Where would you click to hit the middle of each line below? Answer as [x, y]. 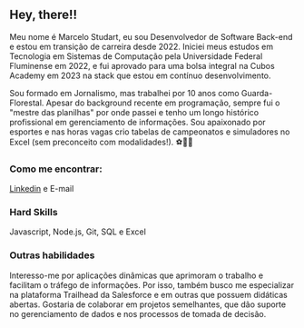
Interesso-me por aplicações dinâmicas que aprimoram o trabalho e [137, 275]
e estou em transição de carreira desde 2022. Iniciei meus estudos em [142, 46]
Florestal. [27, 103]
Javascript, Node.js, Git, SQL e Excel [78, 232]
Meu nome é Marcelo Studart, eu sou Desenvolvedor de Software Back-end [151, 36]
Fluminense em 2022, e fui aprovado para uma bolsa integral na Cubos [142, 65]
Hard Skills [34, 213]
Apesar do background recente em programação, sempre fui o [163, 103]
